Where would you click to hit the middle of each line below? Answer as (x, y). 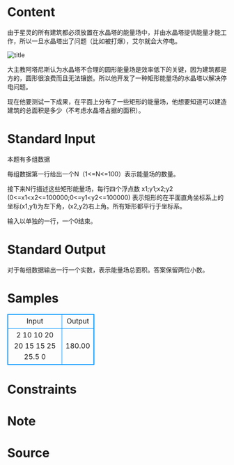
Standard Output (56, 250)
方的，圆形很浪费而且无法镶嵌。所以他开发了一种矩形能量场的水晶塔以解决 (114, 78)
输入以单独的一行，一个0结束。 (52, 221)
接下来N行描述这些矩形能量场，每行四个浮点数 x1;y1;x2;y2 (90, 188)
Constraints (42, 389)
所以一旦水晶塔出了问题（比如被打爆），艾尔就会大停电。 (100, 41)
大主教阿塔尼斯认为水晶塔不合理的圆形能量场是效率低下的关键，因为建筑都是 (117, 69)
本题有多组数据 (29, 159)
